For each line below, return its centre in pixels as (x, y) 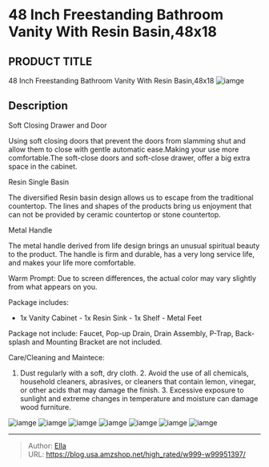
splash (19, 342)
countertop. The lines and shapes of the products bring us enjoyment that (130, 205)
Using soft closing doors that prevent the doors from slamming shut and (127, 140)
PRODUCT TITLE (50, 61)
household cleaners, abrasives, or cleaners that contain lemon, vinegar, (138, 381)
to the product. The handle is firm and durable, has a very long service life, (131, 254)
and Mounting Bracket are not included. (97, 342)
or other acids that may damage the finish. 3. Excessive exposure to (132, 390)
